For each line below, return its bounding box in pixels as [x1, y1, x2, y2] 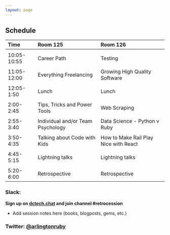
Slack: [5, 189, 21, 196]
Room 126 [100, 41, 126, 48]
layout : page [5, 7, 33, 13]
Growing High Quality [100, 68, 152, 75]
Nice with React [100, 141, 138, 148]
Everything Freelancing [37, 72, 93, 79]
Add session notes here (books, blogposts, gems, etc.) [12, 210, 127, 216]
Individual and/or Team [37, 118, 93, 125]
